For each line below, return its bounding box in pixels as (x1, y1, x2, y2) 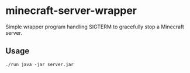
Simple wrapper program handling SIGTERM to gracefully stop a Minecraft (5, 23, 185, 30)
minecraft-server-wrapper (5, 4, 137, 17)
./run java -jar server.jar (5, 61, 74, 67)
